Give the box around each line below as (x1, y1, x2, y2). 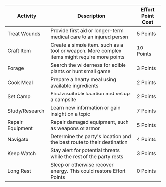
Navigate (7, 136, 29, 142)
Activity (17, 12, 37, 19)
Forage (7, 65, 24, 71)
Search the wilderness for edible (50, 62, 126, 68)
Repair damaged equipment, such (50, 119, 129, 125)
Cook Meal (7, 79, 33, 86)
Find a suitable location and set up (50, 90, 130, 97)
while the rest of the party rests (50, 153, 124, 160)
